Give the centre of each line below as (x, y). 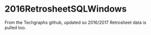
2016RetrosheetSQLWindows (66, 9)
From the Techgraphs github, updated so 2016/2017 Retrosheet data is (75, 22)
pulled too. (15, 27)
